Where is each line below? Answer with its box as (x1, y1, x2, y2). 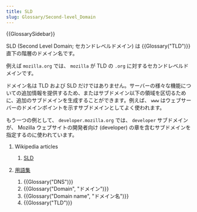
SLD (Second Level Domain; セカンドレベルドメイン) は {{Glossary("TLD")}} (6, 42, 191, 49)
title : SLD (6, 8, 33, 15)
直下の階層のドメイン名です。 (6, 49, 78, 56)
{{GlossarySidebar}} (6, 30, 56, 37)
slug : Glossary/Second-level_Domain (6, 14, 96, 20)
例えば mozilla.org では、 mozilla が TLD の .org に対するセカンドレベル (6, 62, 184, 69)
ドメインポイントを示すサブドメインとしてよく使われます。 (21, 104, 165, 111)
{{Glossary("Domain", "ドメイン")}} (23, 185, 109, 192)
